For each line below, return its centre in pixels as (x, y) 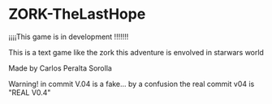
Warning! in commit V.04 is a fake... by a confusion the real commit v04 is (132, 84)
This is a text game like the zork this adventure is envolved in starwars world (136, 52)
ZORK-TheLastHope (77, 14)
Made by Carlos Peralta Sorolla (60, 68)
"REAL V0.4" (30, 92)
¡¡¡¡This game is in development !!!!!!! (69, 37)
